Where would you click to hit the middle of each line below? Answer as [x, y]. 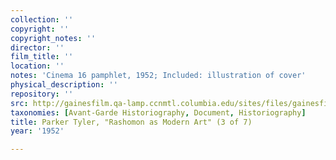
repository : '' [42, 94]
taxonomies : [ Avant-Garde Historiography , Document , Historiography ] [158, 112]
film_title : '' [42, 57]
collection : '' [42, 19]
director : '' [37, 47]
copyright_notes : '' [53, 38]
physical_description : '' [64, 85]
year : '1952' [37, 131]
